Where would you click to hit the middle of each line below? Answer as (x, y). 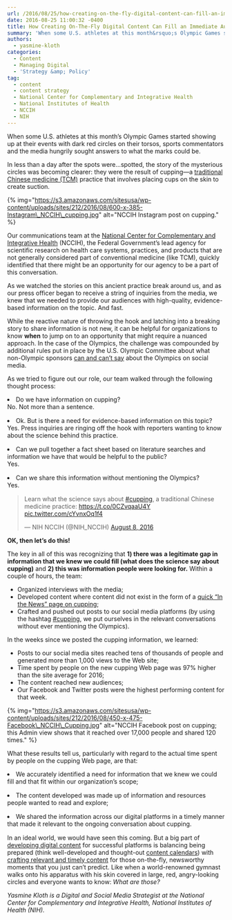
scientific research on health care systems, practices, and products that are (115, 250)
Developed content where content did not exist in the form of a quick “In (120, 597)
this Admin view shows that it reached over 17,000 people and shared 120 (112, 732)
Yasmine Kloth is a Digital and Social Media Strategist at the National (106, 895)
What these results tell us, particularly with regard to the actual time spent (112, 753)
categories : (24, 53)
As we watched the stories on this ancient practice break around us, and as (115, 285)
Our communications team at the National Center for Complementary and (112, 235)
